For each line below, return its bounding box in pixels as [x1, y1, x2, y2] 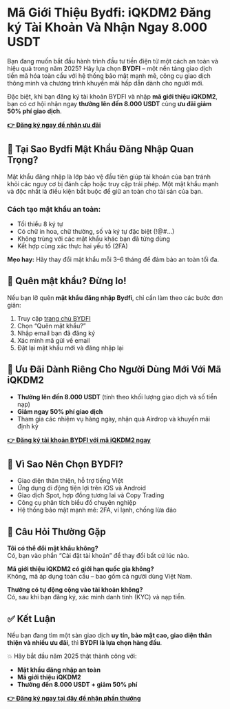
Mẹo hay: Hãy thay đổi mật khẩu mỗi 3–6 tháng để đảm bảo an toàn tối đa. [7, 255, 219, 263]
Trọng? [7, 154, 39, 166]
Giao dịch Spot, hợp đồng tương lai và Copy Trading [17, 491, 165, 499]
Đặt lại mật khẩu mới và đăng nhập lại [17, 343, 124, 352]
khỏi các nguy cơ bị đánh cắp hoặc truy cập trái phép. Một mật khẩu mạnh [7, 179, 219, 188]
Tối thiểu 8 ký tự [17, 220, 63, 228]
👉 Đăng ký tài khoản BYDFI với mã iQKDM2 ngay [7, 436, 151, 444]
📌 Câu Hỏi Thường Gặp [7, 526, 106, 537]
